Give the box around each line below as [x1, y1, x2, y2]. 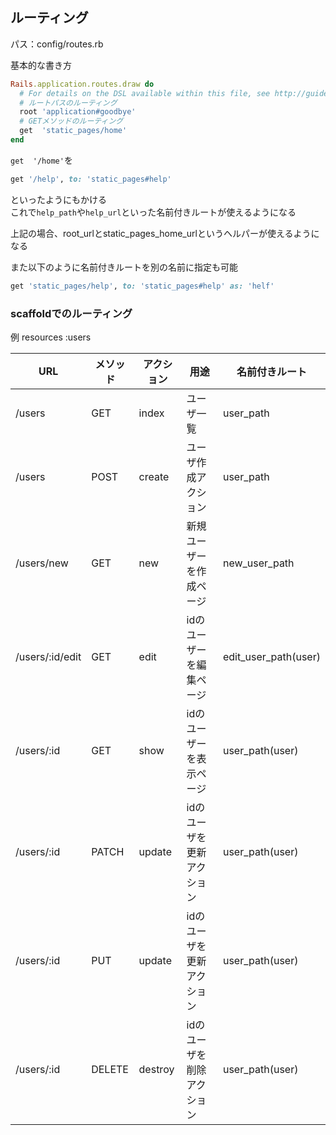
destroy [138, 1062, 175, 1076]
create [138, 469, 170, 483]
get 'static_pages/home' [19, 126, 128, 136]
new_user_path [222, 556, 295, 570]
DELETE [91, 1062, 129, 1076]
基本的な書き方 [10, 59, 72, 71]
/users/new [15, 556, 69, 570]
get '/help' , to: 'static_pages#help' [10, 174, 172, 184]
